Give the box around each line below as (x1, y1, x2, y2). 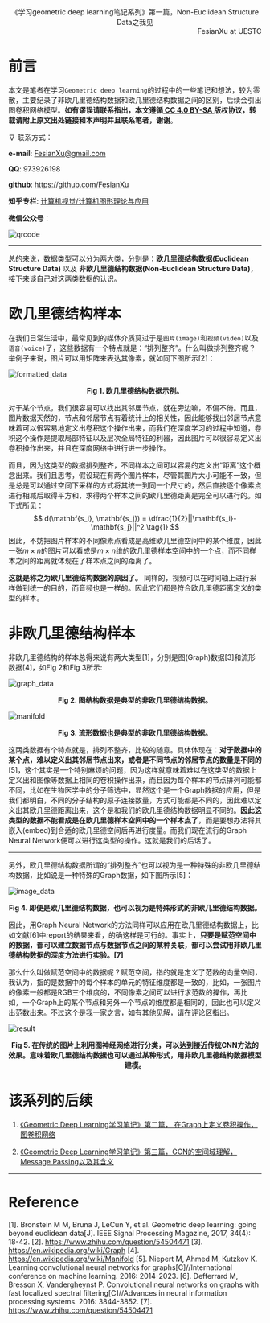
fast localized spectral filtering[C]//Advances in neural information (8, 1288, 227, 1297)
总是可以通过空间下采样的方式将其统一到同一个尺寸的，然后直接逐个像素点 (14, 480, 262, 490)
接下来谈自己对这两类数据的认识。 (8, 274, 121, 283)
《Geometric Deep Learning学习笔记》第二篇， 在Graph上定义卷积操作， (19, 1119, 259, 1129)
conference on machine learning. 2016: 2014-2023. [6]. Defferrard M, (8, 1271, 239, 1280)
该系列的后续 (8, 1092, 94, 1110)
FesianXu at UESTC (197, 27, 262, 35)
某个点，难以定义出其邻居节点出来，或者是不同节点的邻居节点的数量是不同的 (8, 755, 262, 765)
